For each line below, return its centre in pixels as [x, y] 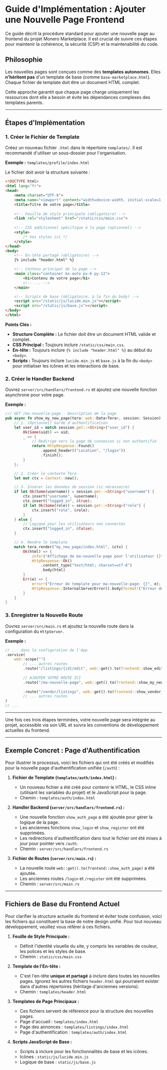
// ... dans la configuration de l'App [46, 650]
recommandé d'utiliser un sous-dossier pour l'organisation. [66, 153]
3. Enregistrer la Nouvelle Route [44, 615]
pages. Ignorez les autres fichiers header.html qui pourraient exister [89, 981]
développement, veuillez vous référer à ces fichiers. [58, 927]
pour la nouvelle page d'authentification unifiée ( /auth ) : [63, 768]
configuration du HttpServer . [35, 631]
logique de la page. [40, 822]
